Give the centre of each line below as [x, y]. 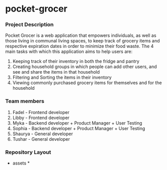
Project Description [30, 25]
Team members [25, 101]
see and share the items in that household [56, 72]
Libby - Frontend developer [41, 118]
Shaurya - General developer [43, 134]
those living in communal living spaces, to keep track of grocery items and [82, 41]
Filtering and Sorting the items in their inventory [62, 77]
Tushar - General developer [41, 139]
